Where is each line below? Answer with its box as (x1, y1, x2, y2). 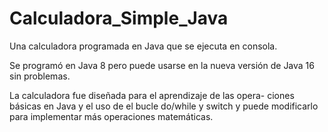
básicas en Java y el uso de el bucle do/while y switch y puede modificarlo (9, 100, 319, 112)
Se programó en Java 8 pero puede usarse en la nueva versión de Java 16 (9, 59, 315, 71)
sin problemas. (9, 70, 71, 82)
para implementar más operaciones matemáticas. (9, 110, 214, 122)
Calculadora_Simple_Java (9, 7, 229, 30)
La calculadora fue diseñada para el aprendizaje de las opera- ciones (9, 89, 295, 101)
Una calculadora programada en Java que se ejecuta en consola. (9, 40, 278, 52)
